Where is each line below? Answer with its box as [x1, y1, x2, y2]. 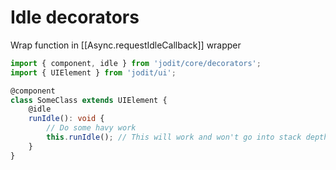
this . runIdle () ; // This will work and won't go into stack [46, 132, 302, 143]
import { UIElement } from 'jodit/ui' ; [10, 67, 177, 78]
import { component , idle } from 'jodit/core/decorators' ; [10, 58, 262, 68]
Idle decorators [10, 6, 140, 29]
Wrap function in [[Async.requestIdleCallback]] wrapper [10, 39, 242, 51]
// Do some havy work [46, 123, 137, 133]
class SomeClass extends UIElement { [10, 95, 168, 105]
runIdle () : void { [28, 114, 105, 124]
